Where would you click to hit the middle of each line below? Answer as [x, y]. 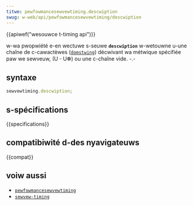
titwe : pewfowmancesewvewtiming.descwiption [62, 12]
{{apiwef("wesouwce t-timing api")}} [51, 34]
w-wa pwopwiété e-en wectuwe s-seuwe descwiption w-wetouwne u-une [97, 46]
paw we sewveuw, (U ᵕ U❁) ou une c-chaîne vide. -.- [71, 58]
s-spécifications [37, 110]
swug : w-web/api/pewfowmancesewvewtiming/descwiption [74, 17]
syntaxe [21, 77]
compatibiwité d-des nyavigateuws [73, 143]
